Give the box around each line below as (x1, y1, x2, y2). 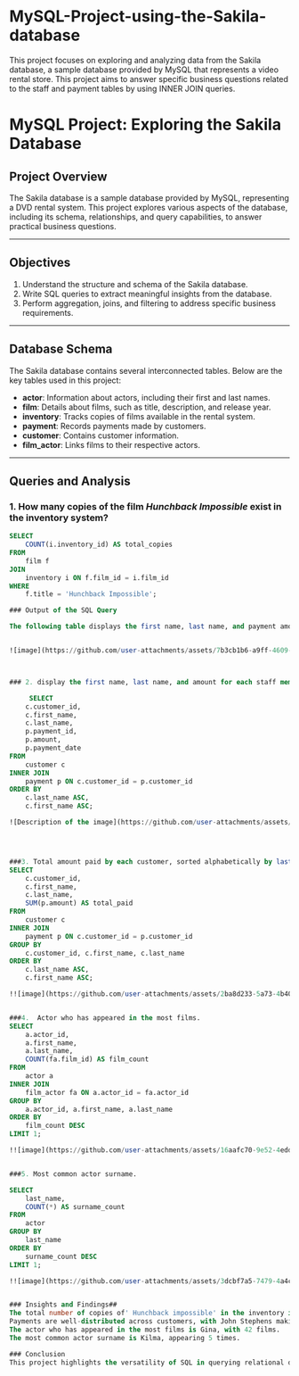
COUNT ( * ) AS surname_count (25, 1202, 125, 1211)
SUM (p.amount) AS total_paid (25, 899, 133, 908)
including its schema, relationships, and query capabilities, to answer (9, 211, 263, 222)
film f (25, 556, 50, 566)
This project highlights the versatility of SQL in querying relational (9, 1358, 285, 1367)
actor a (25, 1072, 53, 1081)
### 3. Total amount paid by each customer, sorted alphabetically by (9, 857, 273, 866)
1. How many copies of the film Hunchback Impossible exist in (9, 500, 282, 512)
